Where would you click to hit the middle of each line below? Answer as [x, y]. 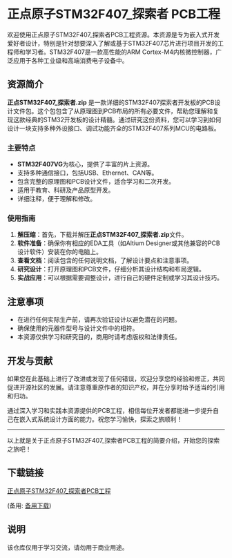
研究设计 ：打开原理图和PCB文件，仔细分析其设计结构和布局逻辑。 [111, 269]
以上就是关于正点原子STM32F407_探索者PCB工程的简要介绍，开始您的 [108, 440]
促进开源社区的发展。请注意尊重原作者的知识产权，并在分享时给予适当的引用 [116, 387]
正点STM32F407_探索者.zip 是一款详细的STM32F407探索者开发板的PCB [111, 102]
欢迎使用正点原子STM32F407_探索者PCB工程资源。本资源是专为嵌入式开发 [114, 35]
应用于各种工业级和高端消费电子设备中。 [70, 60]
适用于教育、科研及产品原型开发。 [66, 190]
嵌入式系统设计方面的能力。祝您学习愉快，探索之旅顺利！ [101, 419]
